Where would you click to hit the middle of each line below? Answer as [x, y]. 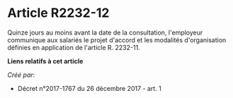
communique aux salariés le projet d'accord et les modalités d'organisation [117, 39]
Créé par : [21, 75]
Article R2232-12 [58, 13]
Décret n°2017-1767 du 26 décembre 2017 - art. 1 [89, 88]
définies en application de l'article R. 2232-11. [74, 47]
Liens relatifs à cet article [45, 61]
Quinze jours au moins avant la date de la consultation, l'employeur [105, 32]
